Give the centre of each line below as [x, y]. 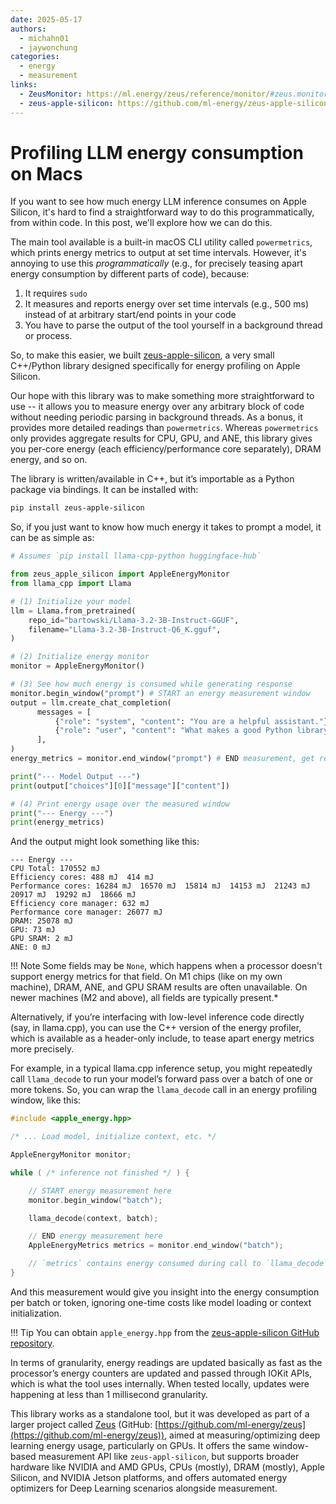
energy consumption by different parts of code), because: [130, 274]
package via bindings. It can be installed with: [104, 490]
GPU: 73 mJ [33, 930]
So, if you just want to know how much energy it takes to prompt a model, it [166, 527]
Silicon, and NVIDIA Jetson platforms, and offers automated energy [149, 1477]
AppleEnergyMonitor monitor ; [71, 1155]
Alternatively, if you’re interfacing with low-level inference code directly [157, 1017]
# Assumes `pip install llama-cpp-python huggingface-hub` [136, 556]
